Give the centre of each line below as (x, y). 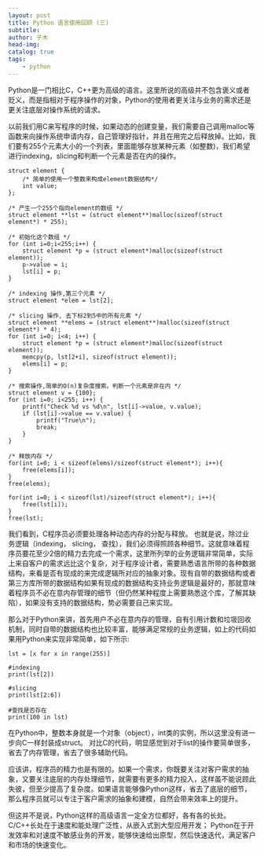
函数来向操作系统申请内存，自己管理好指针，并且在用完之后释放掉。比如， (128, 136)
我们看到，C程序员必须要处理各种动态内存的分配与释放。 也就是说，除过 (125, 533)
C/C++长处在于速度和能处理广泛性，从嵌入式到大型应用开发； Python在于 (128, 825)
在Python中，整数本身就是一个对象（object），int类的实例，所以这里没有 (125, 733)
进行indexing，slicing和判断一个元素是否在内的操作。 (94, 156)
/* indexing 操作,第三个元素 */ (57, 293)
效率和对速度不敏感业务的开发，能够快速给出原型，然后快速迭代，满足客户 (135, 835)
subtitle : (24, 30)
